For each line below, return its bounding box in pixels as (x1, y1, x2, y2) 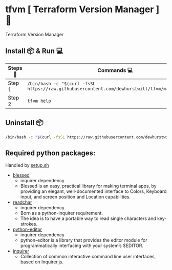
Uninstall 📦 (5, 118, 44, 127)
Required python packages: (5, 149, 96, 157)
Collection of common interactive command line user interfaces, (20, 254, 156, 260)
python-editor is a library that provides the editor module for (20, 237, 147, 243)
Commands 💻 (97, 67, 133, 74)
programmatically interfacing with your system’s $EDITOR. (20, 242, 143, 249)
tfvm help (27, 98, 51, 104)
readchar (12, 199, 32, 205)
